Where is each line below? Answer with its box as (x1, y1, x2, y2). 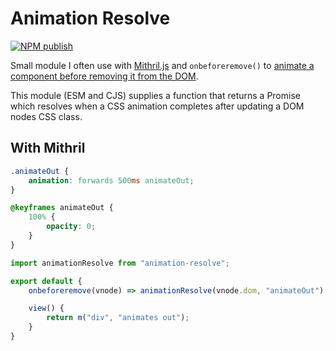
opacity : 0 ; (46, 222, 97, 232)
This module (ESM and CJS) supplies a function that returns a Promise (10, 89, 301, 101)
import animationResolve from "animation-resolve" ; (10, 258, 230, 268)
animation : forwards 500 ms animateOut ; (28, 175, 195, 186)
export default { (10, 276, 83, 286)
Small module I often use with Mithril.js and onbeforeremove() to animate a (10, 59, 315, 71)
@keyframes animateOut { (10, 203, 114, 213)
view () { (28, 303, 65, 314)
